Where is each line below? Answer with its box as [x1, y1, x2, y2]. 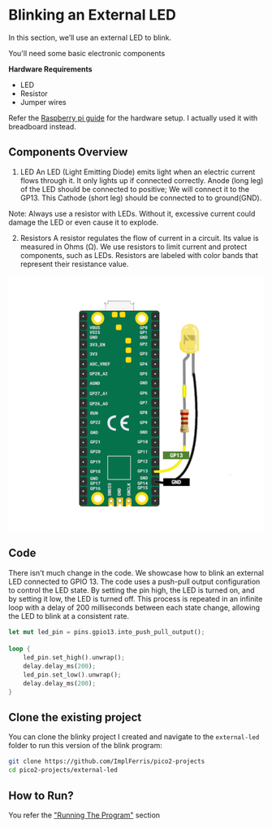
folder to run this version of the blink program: [8, 741, 162, 751]
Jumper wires [19, 97, 67, 107]
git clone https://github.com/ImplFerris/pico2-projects [8, 757, 205, 766]
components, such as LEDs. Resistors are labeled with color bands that [19, 250, 258, 260]
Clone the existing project [8, 710, 142, 724]
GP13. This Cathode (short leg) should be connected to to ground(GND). [19, 193, 262, 203]
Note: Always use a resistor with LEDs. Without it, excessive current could [8, 208, 256, 218]
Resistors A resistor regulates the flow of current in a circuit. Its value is [19, 233, 259, 243]
